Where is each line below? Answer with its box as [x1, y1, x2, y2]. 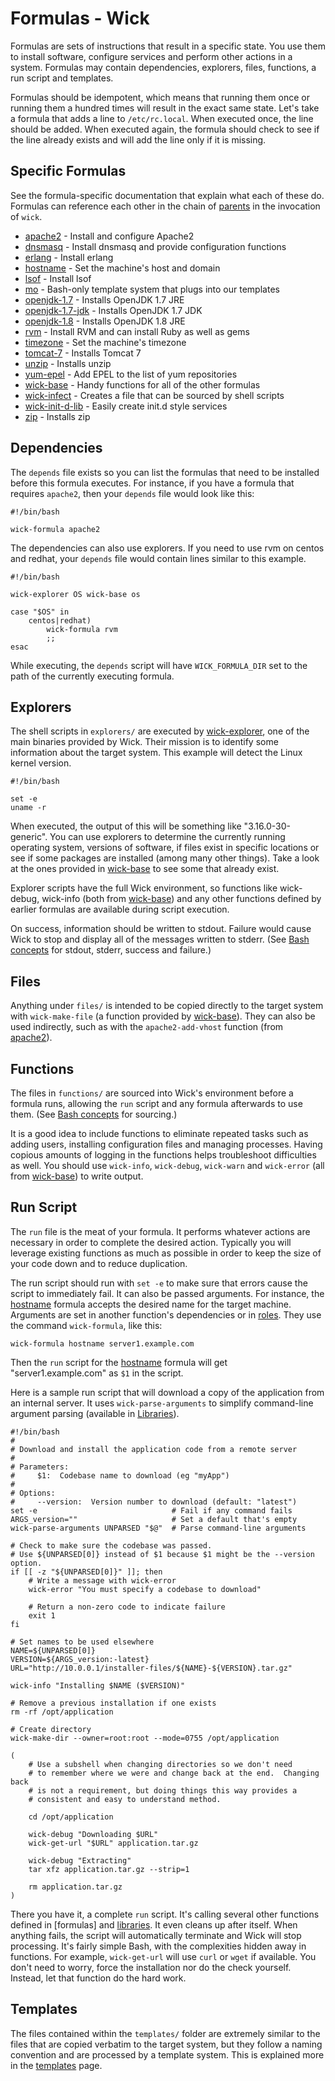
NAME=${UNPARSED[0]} [10, 1645, 97, 1656]
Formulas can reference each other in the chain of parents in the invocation [10, 200, 321, 212]
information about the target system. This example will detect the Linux [10, 747, 303, 759]
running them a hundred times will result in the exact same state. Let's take [10, 102, 320, 114]
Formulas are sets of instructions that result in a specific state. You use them [10, 40, 326, 52]
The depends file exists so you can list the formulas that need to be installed [10, 466, 320, 478]
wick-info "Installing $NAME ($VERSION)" [10, 1680, 186, 1691]
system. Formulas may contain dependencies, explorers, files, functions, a [10, 61, 317, 73]
